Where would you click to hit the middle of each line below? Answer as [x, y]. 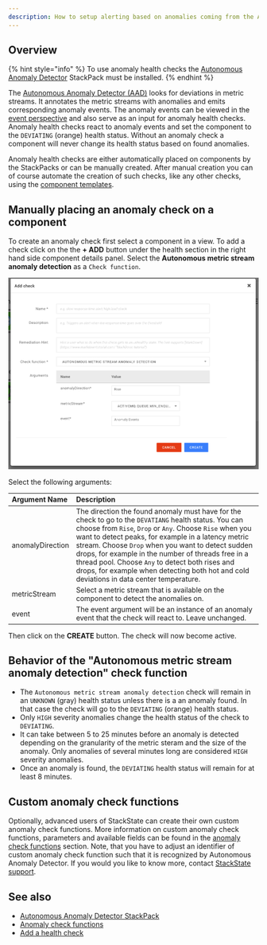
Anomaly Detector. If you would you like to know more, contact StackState [130, 863]
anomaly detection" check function [98, 673]
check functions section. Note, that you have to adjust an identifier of [122, 846]
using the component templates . [61, 185]
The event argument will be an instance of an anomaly [164, 610]
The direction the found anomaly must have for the [159, 511]
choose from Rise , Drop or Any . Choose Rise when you [164, 528]
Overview [33, 51]
